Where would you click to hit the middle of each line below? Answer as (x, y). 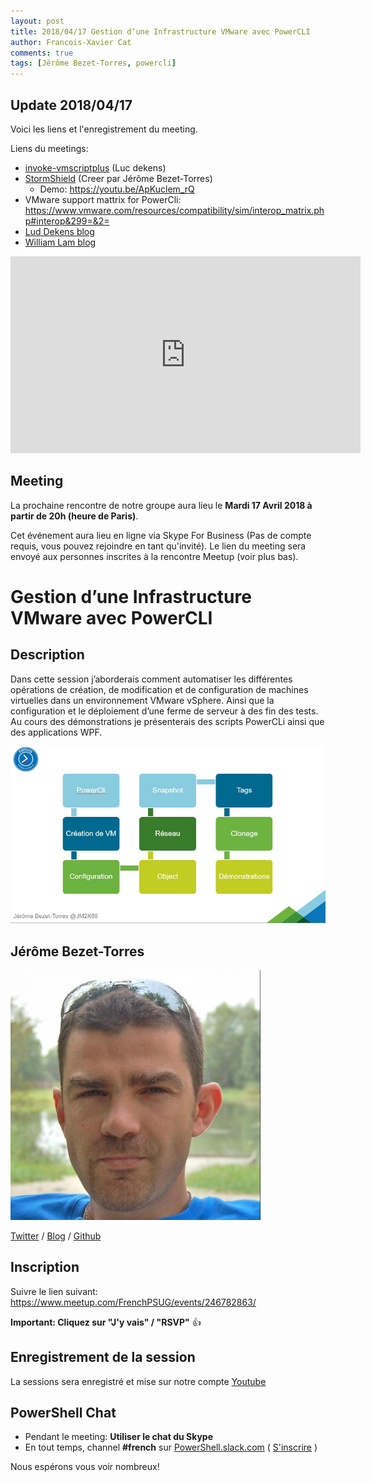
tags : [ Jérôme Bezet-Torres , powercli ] (93, 63)
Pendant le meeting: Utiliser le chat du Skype (118, 1437)
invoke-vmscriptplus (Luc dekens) (95, 167)
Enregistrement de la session (103, 1357)
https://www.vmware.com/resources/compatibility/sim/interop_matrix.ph (174, 210)
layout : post (37, 21)
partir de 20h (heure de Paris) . (74, 516)
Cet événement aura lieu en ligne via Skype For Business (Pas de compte (161, 535)
